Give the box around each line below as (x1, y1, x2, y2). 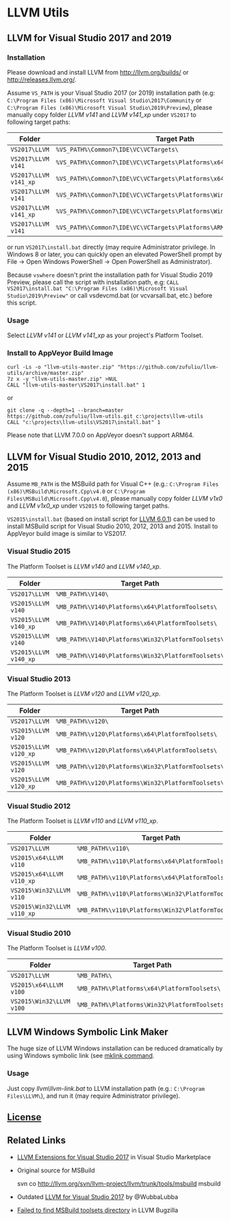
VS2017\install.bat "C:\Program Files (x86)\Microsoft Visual (7, 285, 188, 292)
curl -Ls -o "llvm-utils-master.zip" (7, 364, 115, 371)
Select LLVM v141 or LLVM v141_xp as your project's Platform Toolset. (7, 331, 203, 340)
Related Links (7, 1135, 66, 1146)
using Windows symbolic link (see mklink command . (7, 1052, 155, 1060)
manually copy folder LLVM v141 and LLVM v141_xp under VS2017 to (7, 110, 196, 119)
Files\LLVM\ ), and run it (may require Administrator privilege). (7, 1091, 181, 1100)
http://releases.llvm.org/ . (7, 75, 77, 84)
